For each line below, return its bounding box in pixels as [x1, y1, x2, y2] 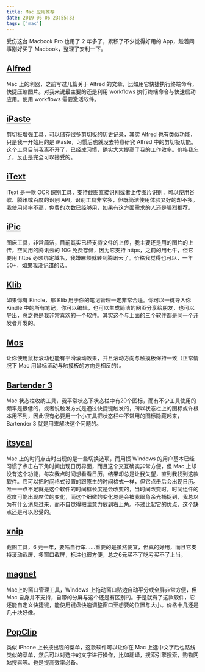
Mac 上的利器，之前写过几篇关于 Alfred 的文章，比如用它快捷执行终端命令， [6, 80, 198, 88]
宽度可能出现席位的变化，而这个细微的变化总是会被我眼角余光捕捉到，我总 [6, 493, 193, 500]
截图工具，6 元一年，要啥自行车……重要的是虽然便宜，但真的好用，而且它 [6, 543, 192, 551]
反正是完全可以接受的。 [16, 154, 76, 160]
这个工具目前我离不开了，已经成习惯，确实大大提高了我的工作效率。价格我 [6, 146, 193, 153]
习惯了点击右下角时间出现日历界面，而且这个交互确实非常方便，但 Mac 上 [6, 462, 192, 470]
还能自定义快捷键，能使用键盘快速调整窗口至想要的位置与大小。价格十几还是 [6, 601, 199, 609]
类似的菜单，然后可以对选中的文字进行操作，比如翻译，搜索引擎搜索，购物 [6, 651, 193, 659]
